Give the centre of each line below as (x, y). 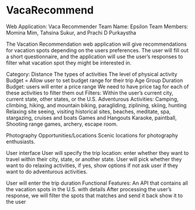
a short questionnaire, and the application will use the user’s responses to (95, 56)
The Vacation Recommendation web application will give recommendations (96, 44)
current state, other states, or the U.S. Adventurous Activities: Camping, (93, 99)
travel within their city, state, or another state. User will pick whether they (94, 159)
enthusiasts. (21, 141)
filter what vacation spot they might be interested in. (69, 63)
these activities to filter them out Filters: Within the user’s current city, (90, 93)
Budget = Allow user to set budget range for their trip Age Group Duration (95, 80)
